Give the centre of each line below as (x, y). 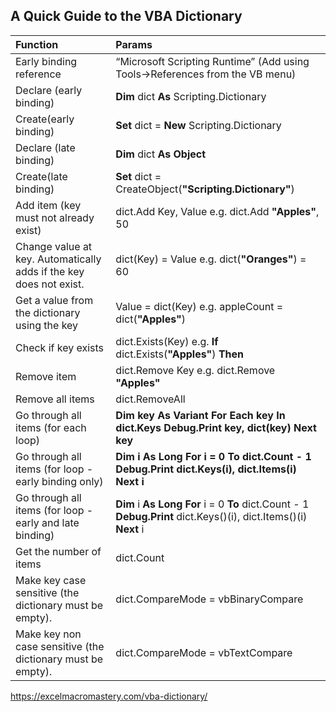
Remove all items (55, 399)
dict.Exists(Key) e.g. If (167, 341)
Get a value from (54, 300)
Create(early (45, 119)
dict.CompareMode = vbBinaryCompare (209, 599)
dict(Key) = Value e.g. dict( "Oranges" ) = (211, 259)
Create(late (41, 176)
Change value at (54, 246)
